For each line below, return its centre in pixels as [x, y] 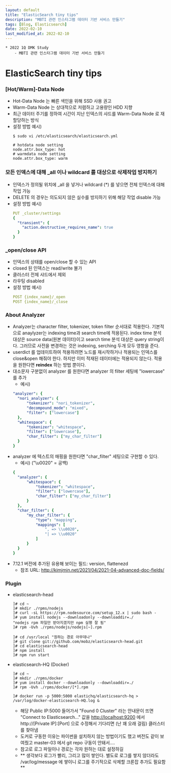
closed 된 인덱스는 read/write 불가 [47, 268]
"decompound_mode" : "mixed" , [57, 408]
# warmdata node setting [39, 154]
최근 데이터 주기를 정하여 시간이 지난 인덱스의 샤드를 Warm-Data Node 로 [86, 114]
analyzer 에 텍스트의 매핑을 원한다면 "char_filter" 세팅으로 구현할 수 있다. [85, 456]
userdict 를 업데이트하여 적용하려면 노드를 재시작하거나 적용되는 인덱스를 [85, 352]
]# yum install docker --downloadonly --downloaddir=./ [73, 683]
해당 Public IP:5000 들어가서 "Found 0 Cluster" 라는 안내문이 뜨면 [87, 711]
